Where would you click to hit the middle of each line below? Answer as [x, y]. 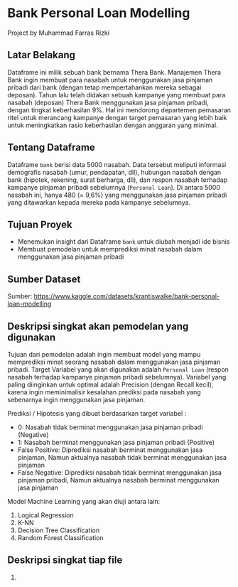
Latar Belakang [42, 55]
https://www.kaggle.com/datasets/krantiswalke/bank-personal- [127, 296]
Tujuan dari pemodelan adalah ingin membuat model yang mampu [104, 354]
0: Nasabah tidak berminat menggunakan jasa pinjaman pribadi [110, 427]
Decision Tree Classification [59, 530]
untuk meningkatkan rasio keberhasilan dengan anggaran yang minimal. [113, 125]
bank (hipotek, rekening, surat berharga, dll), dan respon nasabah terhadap [118, 180]
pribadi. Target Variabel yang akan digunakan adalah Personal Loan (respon [118, 370]
